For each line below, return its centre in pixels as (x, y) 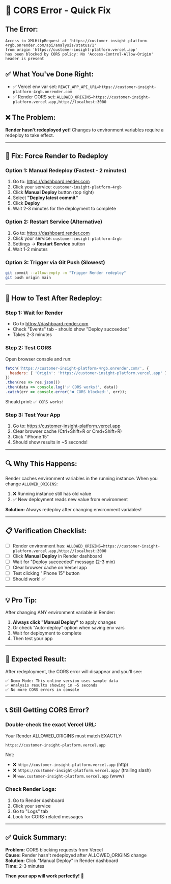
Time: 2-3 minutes (25, 866)
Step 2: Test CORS (28, 348)
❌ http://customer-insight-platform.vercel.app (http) (70, 764)
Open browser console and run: (39, 359)
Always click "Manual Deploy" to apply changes (64, 622)
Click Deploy (26, 203)
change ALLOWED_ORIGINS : (32, 484)
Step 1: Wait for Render (34, 313)
